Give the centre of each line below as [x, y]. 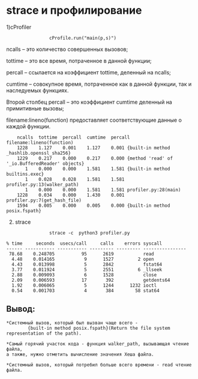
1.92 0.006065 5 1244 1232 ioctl [84, 285]
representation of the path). [44, 333]
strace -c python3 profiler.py [89, 233]
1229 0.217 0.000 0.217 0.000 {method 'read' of [95, 158]
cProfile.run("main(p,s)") [83, 38]
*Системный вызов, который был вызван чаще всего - [72, 323]
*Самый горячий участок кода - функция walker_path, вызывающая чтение [97, 344]
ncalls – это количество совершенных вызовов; [67, 49]
